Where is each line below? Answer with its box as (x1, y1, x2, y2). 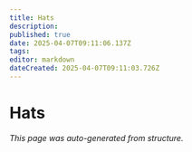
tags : (9, 47, 30, 56)
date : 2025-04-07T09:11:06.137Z (9, 38, 131, 48)
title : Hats (9, 13, 54, 23)
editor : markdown (9, 55, 75, 64)
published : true (9, 30, 71, 39)
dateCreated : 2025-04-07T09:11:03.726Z (9, 64, 160, 73)
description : (9, 22, 59, 31)
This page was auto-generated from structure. (9, 132, 184, 143)
